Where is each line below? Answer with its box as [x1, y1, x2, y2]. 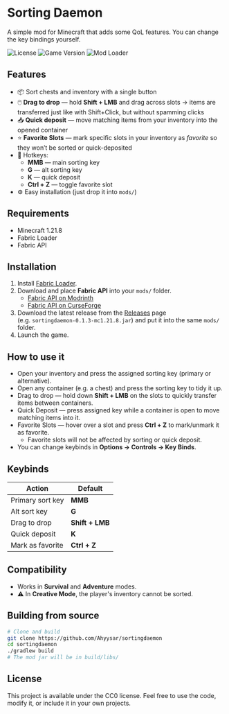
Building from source [7, 610, 100, 622]
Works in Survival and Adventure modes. [17, 582, 137, 591]
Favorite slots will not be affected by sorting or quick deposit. [27, 435, 203, 444]
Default [77, 484, 103, 493]
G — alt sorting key [27, 165, 83, 174]
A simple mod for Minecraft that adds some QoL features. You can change [7, 28, 219, 36]
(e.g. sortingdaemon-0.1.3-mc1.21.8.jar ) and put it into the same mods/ [17, 316, 220, 324]
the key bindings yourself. [7, 35, 81, 43]
